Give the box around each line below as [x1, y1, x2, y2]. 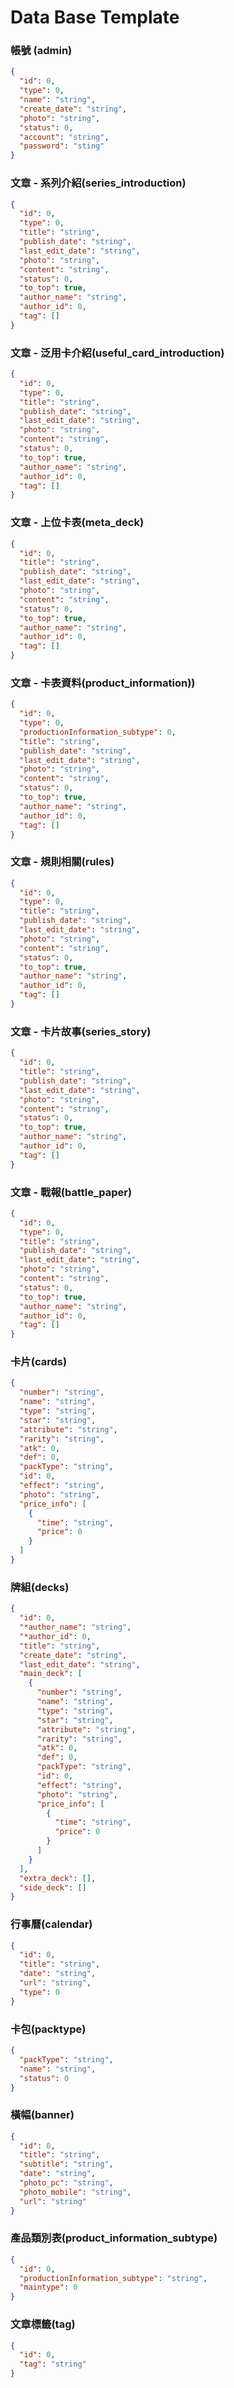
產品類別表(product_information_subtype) [10, 2231, 218, 2245]
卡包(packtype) [10, 2022, 87, 2036]
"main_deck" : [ [19, 1669, 83, 1679]
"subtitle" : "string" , [19, 2159, 114, 2170]
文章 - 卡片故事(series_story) [10, 1024, 152, 1038]
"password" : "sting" [19, 141, 105, 151]
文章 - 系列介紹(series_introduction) [10, 176, 187, 190]
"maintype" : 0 [19, 2282, 78, 2293]
